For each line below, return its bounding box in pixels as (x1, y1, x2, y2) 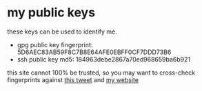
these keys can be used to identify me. (7, 27, 117, 36)
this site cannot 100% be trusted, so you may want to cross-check (7, 68, 196, 77)
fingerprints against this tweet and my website (7, 75, 139, 83)
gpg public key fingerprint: (17, 40, 93, 49)
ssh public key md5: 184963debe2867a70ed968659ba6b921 (17, 55, 191, 63)
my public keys (7, 5, 95, 21)
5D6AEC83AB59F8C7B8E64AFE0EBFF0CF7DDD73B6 (17, 48, 172, 56)
